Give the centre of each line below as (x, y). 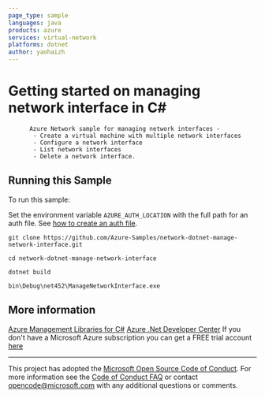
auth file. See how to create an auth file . (73, 223)
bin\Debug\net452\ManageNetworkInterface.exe (84, 286)
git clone (24, 237)
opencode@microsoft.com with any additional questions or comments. (123, 385)
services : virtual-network (52, 37)
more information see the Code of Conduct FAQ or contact (103, 377)
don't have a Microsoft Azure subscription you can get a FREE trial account (130, 337)
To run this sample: (39, 199)
